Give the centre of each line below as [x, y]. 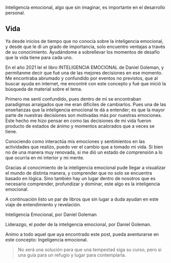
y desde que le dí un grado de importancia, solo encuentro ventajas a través [86, 46]
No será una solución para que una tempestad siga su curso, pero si [90, 249]
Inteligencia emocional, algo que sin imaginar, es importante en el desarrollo [85, 7]
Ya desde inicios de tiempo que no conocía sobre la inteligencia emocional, [84, 41]
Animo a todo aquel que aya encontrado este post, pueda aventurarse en [82, 234]
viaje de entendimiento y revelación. [43, 204]
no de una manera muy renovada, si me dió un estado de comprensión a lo [84, 152]
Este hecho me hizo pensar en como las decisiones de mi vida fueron [78, 121]
